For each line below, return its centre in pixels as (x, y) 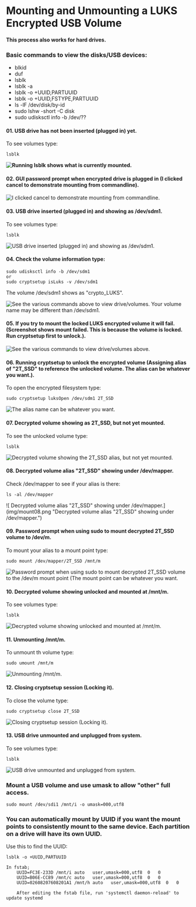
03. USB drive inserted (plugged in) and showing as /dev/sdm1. (84, 211)
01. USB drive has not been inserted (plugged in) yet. (72, 130)
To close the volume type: (37, 701)
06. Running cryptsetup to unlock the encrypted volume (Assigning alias (96, 362)
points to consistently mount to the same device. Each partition (98, 826)
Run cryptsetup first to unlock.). (46, 336)
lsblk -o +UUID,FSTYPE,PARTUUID (56, 99)
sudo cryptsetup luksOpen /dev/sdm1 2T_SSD (60, 399)
